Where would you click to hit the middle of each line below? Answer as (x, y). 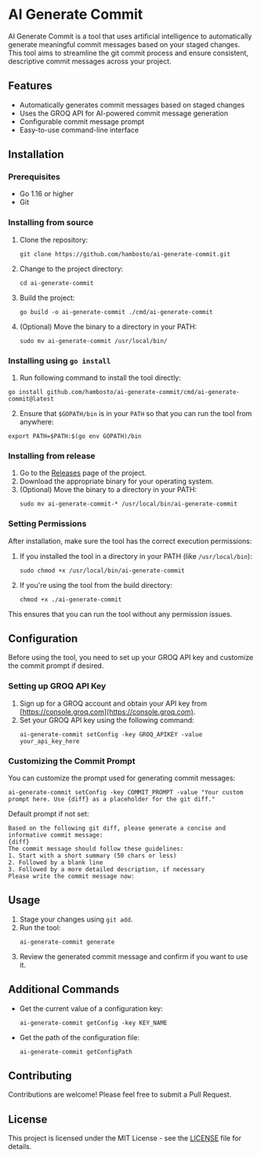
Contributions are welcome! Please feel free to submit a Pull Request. (120, 1095)
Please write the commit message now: (71, 877)
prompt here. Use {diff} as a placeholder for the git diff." (112, 799)
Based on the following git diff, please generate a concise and (117, 829)
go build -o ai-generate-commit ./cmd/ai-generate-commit (116, 312)
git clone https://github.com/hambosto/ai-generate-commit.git (125, 254)
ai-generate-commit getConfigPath (76, 1052)
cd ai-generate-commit (56, 283)
